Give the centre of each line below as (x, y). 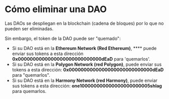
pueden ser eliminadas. (29, 28)
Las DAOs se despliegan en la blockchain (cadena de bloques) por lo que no (84, 23)
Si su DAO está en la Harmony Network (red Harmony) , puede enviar (85, 80)
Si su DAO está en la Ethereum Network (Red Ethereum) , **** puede (84, 48)
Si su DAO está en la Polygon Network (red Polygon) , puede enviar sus (87, 64)
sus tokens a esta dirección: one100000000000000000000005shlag (87, 86)
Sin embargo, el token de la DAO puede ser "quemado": (63, 38)
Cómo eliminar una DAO (56, 9)
